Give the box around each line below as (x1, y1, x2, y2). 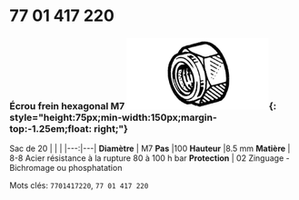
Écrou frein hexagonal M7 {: (9, 100, 277, 113)
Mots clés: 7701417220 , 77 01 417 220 (9, 180, 149, 191)
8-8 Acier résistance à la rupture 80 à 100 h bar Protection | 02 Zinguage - (9, 153, 290, 164)
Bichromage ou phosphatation (9, 163, 123, 174)
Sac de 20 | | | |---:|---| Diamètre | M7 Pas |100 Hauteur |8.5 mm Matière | (9, 143, 291, 155)
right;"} (94, 123, 129, 135)
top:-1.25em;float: (9, 123, 93, 135)
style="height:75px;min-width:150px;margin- (9, 111, 218, 124)
